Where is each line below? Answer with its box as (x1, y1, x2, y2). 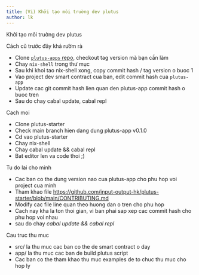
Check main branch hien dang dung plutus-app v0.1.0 (14, 127, 148, 134)
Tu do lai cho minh (6, 164, 52, 171)
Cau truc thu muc (6, 231, 49, 239)
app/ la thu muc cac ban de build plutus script (14, 249, 128, 256)
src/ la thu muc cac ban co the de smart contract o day (14, 243, 151, 250)
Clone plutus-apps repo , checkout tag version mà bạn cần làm (14, 54, 169, 61)
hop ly (14, 262, 31, 269)
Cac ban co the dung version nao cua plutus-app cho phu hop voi (14, 175, 177, 182)
